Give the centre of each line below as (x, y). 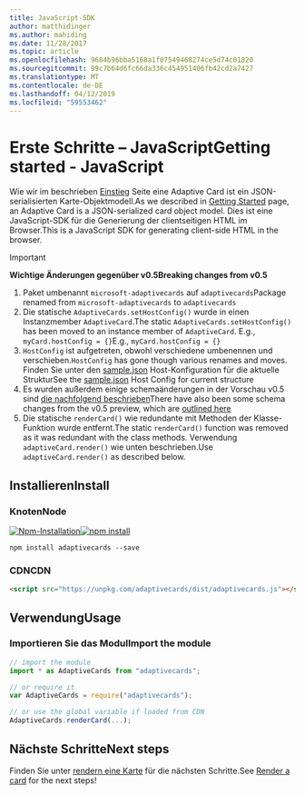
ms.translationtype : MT (54, 77)
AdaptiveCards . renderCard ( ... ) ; (70, 720)
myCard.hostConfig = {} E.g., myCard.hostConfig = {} (121, 341)
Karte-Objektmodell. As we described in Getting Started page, (174, 202)
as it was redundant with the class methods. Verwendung (130, 438)
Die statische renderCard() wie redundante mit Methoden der (137, 418)
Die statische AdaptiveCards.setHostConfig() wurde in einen (136, 312)
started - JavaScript (87, 167)
